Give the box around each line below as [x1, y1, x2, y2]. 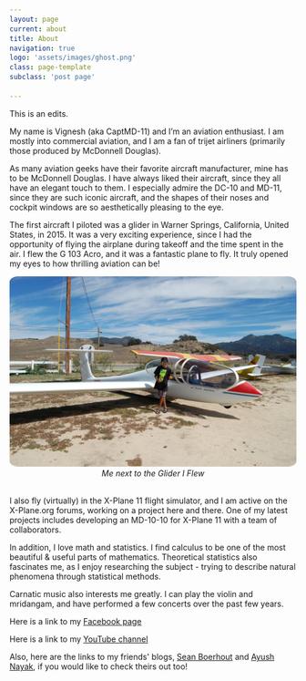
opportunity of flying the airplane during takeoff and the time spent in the [9, 238, 284, 250]
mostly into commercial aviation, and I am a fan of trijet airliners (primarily [9, 135, 285, 146]
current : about [9, 24, 67, 34]
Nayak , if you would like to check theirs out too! [9, 661, 189, 672]
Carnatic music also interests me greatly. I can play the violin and [9, 589, 253, 600]
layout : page [9, 15, 59, 24]
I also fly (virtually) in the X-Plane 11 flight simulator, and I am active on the [9, 495, 289, 506]
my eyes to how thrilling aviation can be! [9, 258, 161, 269]
